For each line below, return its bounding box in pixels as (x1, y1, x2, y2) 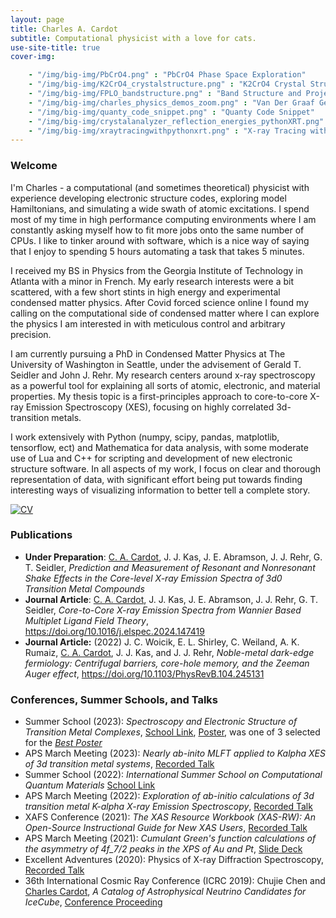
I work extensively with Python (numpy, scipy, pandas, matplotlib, (10, 431, 280, 443)
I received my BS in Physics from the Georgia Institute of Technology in (10, 264, 304, 276)
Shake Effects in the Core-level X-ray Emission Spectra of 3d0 (24, 572, 283, 584)
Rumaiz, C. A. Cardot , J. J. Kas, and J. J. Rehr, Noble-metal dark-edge (24, 646, 315, 658)
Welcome (10, 159, 58, 173)
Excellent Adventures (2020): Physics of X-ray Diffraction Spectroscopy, (24, 854, 324, 866)
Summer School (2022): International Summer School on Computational (24, 769, 323, 781)
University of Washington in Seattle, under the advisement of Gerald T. (10, 358, 302, 370)
